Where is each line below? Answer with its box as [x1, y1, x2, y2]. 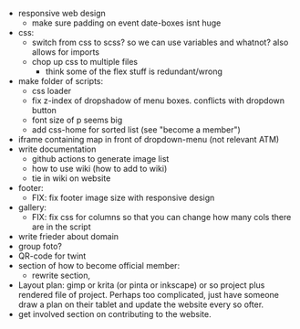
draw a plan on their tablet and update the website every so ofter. [17, 299, 264, 310]
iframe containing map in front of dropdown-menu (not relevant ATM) [17, 134, 280, 144]
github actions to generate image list [31, 154, 170, 164]
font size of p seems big [31, 114, 123, 125]
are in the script [31, 221, 91, 232]
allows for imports [31, 47, 100, 58]
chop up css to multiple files [31, 57, 139, 67]
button [31, 105, 57, 115]
